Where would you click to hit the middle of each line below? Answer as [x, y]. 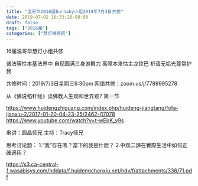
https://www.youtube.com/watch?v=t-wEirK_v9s [65, 120]
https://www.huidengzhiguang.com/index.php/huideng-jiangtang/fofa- [92, 108]
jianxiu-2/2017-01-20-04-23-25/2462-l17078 [61, 114]
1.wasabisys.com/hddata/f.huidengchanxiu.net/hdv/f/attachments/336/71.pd [99, 171]
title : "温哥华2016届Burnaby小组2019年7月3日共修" [65, 12]
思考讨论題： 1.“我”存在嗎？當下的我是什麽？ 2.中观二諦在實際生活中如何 [94, 145]
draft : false [22, 22]
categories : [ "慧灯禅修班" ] [38, 34]
